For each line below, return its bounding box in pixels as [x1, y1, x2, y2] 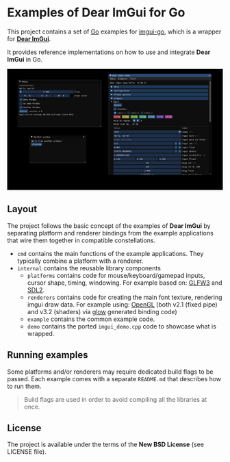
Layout [7, 203, 38, 215]
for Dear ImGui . [7, 34, 51, 42]
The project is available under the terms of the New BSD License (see [7, 440, 204, 449]
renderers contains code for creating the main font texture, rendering [27, 293, 222, 301]
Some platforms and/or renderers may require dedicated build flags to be [7, 368, 214, 376]
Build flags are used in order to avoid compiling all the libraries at [23, 395, 207, 403]
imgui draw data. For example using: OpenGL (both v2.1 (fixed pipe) [27, 300, 218, 309]
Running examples [7, 349, 88, 361]
